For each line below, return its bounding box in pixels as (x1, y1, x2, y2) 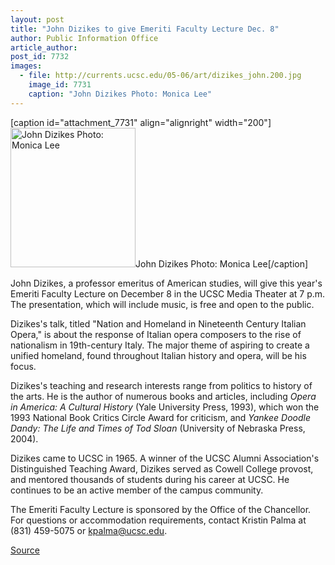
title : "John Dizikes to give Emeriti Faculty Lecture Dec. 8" (10, 24, 280, 34)
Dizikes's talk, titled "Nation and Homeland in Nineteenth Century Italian (10, 317, 307, 330)
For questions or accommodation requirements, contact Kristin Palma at (10, 514, 307, 526)
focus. (10, 360, 37, 372)
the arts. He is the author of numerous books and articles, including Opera (10, 390, 317, 402)
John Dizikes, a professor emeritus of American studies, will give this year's (10, 277, 323, 289)
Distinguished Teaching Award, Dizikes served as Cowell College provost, (10, 462, 314, 475)
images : (10, 61, 43, 71)
